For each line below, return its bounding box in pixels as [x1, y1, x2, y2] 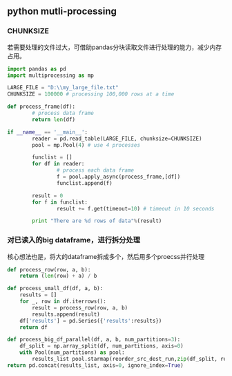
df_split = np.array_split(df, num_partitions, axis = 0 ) [19, 343, 184, 350]
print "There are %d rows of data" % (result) [32, 217, 162, 224]
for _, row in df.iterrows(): [19, 298, 107, 305]
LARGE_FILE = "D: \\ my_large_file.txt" [7, 84, 119, 91]
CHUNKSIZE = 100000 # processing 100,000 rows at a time [7, 91, 175, 98]
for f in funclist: [32, 199, 88, 206]
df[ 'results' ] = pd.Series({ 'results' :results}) [19, 317, 162, 324]
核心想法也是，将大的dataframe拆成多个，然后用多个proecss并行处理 [7, 252, 205, 260]
